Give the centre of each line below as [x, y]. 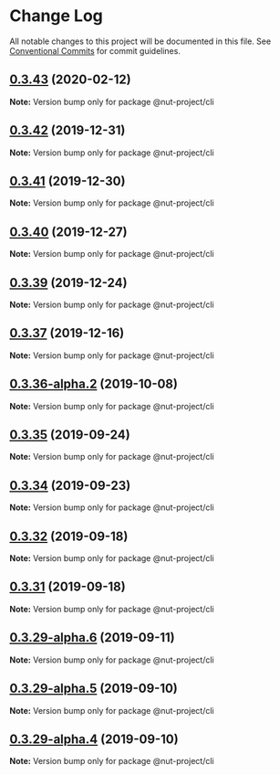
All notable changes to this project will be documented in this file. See [140, 41]
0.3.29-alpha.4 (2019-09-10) [94, 739]
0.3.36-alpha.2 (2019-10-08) [93, 384]
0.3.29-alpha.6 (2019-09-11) [92, 637]
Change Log [56, 16]
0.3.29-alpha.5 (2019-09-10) [93, 689]
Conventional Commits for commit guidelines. [95, 50]
